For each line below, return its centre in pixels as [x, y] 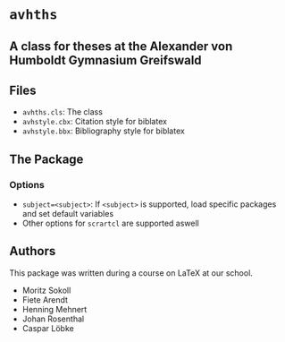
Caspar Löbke [48, 328]
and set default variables [68, 214]
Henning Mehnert [54, 309]
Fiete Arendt [45, 299]
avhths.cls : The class [62, 112]
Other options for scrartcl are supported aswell [110, 223]
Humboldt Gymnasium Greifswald [106, 60]
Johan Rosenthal [53, 319]
